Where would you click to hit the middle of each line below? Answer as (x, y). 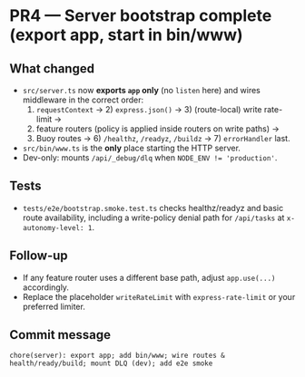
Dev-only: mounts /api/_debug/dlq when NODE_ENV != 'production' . (150, 158)
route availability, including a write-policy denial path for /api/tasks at (153, 217)
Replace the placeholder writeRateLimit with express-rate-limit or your (159, 296)
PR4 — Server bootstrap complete (141, 16)
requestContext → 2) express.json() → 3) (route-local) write (149, 109)
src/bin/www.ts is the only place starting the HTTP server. (131, 148)
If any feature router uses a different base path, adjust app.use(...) (149, 277)
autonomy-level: (53, 227)
